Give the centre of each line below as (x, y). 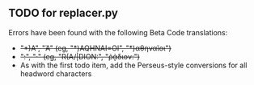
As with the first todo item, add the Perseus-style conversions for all (133, 65)
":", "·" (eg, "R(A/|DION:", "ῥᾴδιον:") (80, 56)
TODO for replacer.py (63, 13)
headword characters (56, 73)
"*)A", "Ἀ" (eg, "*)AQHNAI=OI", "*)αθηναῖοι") (95, 48)
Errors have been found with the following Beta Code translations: (118, 32)
